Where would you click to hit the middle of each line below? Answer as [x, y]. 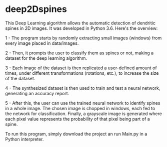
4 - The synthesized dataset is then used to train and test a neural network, [83, 88]
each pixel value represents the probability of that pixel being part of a [77, 119]
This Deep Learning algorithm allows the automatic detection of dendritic [80, 23]
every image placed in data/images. [42, 43]
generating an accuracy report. [37, 93]
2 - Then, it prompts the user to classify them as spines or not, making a [79, 53]
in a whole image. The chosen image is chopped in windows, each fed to [80, 108]
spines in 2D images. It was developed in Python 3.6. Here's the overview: [81, 28]
